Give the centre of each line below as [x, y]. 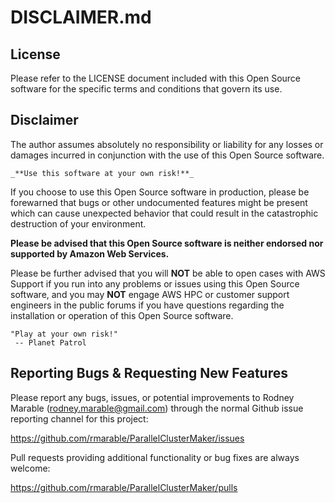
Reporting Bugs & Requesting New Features [149, 373]
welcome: [30, 468]
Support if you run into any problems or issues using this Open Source [155, 283]
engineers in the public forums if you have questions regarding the [147, 305]
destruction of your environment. [78, 223]
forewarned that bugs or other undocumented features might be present [159, 202]
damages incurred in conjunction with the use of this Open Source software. [167, 155]
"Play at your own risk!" [64, 334]
